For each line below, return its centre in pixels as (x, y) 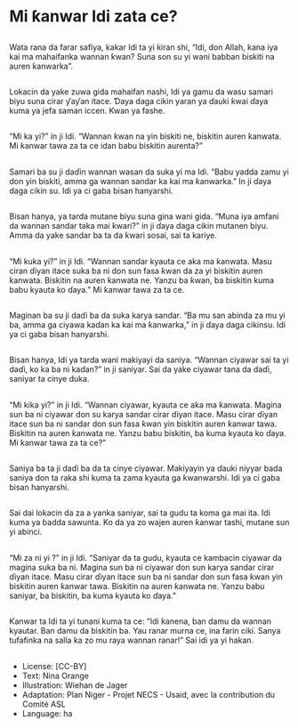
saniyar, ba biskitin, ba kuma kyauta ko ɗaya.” (93, 595)
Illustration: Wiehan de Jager (75, 685)
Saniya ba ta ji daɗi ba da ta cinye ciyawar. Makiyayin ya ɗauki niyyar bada (146, 468)
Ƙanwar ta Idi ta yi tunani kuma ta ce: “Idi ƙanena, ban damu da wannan (141, 621)
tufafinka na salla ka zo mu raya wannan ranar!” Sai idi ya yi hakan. (132, 640)
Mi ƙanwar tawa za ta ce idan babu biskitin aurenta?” (106, 146)
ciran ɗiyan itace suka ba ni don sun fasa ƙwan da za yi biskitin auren (136, 271)
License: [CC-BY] (54, 666)
